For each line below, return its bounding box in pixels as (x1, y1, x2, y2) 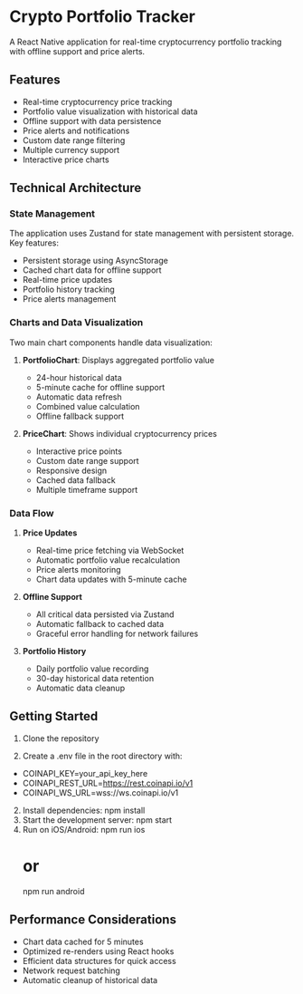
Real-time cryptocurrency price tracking (22, 96, 173, 107)
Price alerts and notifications (22, 125, 130, 136)
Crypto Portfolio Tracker (9, 6, 196, 27)
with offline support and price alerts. (9, 45, 146, 56)
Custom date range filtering (22, 134, 126, 146)
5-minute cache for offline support (35, 381, 166, 392)
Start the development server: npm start (22, 814, 173, 825)
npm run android (22, 885, 85, 896)
